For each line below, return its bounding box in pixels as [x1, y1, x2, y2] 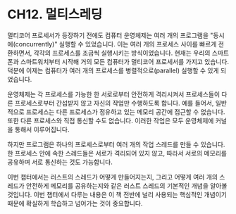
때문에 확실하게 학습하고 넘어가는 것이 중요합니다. [7, 199, 143, 208]
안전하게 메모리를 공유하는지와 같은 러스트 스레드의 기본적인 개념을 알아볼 [25, 181, 228, 190]
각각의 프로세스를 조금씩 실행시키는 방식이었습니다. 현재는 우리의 [33, 49, 211, 57]
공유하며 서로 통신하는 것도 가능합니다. [7, 158, 113, 166]
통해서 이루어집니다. [14, 125, 70, 134]
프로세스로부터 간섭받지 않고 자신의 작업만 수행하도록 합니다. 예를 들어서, [14, 99, 214, 107]
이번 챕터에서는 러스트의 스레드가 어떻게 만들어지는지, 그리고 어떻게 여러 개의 [7, 172, 218, 181]
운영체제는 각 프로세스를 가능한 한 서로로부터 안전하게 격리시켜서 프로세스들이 [7, 89, 221, 99]
